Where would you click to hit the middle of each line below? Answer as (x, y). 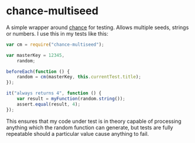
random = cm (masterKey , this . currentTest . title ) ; (79, 77)
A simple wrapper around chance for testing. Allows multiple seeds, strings (97, 27)
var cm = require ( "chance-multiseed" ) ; (55, 45)
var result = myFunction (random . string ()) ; (71, 99)
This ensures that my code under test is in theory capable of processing (94, 121)
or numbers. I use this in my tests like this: (57, 33)
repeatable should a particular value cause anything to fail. (77, 134)
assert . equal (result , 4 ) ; (49, 104)
